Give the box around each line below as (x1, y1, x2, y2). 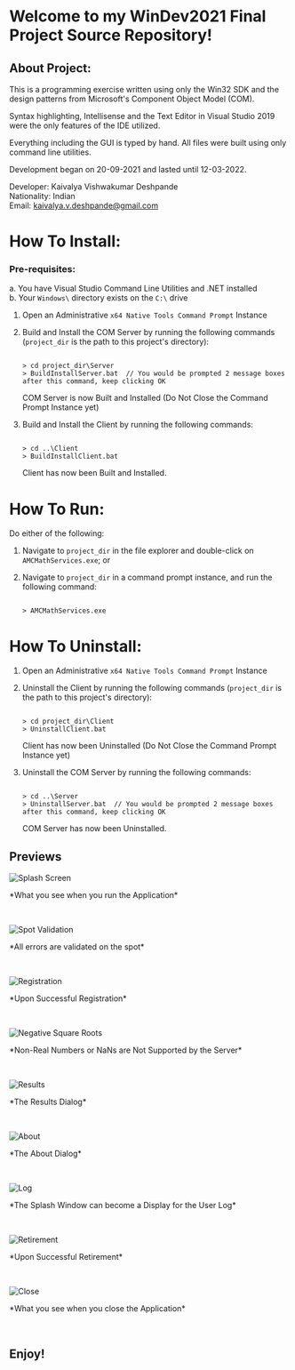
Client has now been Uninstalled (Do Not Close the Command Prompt (21, 741, 277, 751)
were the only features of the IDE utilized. (9, 120, 161, 131)
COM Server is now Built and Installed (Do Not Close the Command (21, 393, 268, 404)
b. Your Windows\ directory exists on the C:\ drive (9, 292, 188, 303)
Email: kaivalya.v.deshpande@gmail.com (9, 200, 159, 211)
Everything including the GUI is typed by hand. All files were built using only (9, 138, 287, 148)
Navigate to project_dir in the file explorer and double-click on (21, 545, 255, 557)
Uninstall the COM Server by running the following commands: (21, 767, 251, 778)
